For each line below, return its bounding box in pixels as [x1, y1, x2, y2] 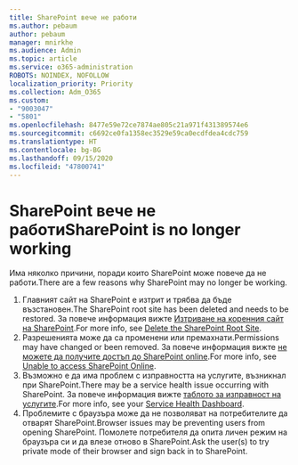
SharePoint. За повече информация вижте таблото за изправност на [21, 389, 282, 400]
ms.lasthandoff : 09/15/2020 [9, 153, 114, 163]
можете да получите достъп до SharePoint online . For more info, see [21, 351, 278, 362]
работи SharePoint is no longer [9, 219, 241, 240]
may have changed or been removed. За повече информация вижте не [21, 342, 287, 353]
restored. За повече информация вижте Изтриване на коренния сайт [21, 314, 285, 324]
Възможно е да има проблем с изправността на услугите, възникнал [21, 371, 286, 381]
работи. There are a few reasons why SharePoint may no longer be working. [9, 277, 287, 288]
